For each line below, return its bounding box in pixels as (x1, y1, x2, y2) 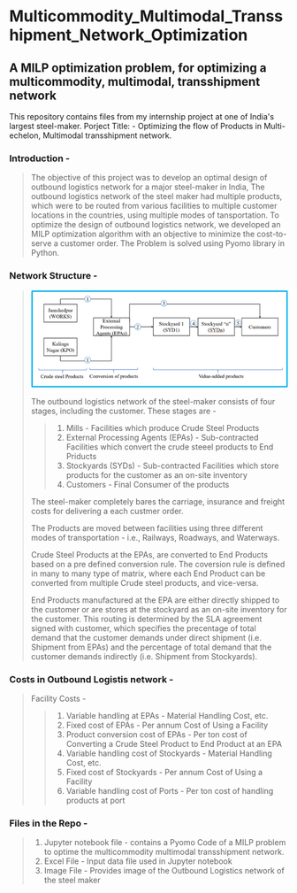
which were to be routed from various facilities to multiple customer (30, 201, 278, 212)
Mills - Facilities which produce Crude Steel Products (65, 422, 260, 433)
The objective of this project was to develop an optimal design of (30, 173, 268, 183)
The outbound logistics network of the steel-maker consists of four (30, 396, 276, 406)
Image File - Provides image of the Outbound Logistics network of (43, 866, 285, 876)
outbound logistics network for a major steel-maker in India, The (30, 181, 265, 192)
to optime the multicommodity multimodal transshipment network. (43, 847, 285, 858)
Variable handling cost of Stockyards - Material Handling (65, 748, 272, 758)
